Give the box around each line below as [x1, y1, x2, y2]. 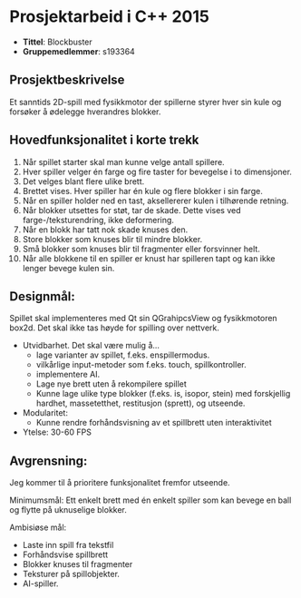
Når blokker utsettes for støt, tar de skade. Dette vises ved [22, 204, 242, 215]
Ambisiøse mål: [9, 522, 67, 533]
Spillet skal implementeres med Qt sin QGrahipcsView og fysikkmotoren [9, 313, 278, 324]
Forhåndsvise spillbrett [22, 549, 109, 560]
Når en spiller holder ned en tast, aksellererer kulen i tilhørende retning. [22, 195, 289, 206]
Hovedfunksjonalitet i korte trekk [9, 132, 199, 148]
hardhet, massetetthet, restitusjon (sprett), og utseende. [35, 397, 246, 409]
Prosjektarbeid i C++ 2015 [9, 6, 210, 27]
